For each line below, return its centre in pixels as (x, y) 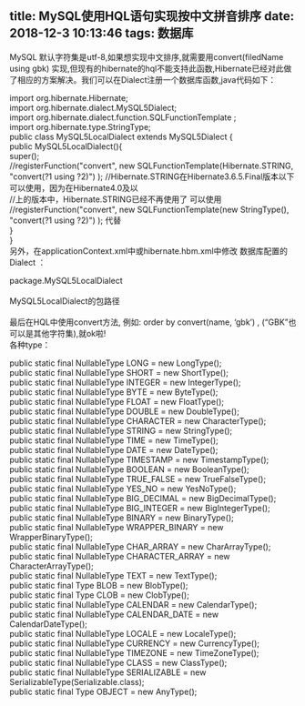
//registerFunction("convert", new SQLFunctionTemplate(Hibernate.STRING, (152, 166)
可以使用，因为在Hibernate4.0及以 (74, 187)
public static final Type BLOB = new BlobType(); (99, 585)
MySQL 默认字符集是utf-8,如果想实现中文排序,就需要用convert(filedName (147, 56)
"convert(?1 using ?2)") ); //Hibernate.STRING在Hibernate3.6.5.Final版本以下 (152, 176)
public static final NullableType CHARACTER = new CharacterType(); (138, 420)
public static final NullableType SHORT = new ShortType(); (119, 372)
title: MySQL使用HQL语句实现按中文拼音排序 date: (152, 16)
